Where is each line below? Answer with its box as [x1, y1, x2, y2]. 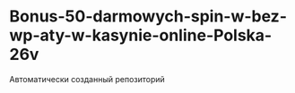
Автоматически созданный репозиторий [9, 73, 166, 84]
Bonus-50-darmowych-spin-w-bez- [9, 6, 288, 27]
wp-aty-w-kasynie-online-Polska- [9, 25, 273, 46]
